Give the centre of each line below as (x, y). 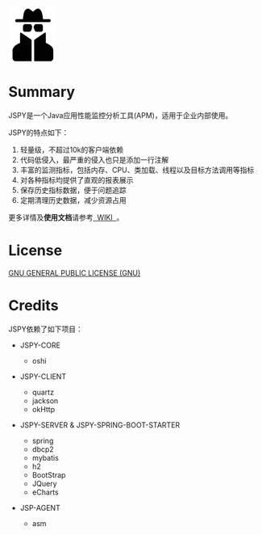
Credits (33, 306)
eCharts (45, 492)
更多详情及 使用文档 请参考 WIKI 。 (66, 217)
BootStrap (49, 474)
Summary (42, 92)
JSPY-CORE (40, 345)
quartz (43, 392)
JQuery (45, 483)
